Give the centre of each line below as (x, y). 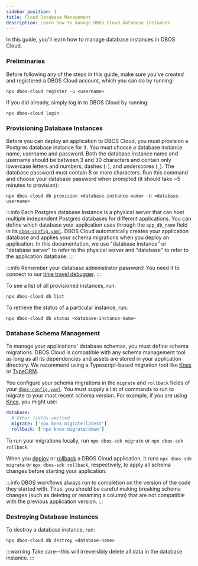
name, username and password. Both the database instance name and (92, 153)
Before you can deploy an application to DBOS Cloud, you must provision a (97, 141)
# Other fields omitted (40, 418)
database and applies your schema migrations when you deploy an (88, 237)
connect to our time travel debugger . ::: (54, 274)
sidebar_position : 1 (32, 12)
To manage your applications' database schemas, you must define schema (98, 346)
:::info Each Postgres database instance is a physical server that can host (95, 212)
